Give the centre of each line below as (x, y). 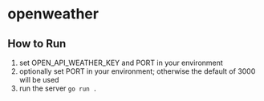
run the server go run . (58, 88)
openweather (53, 14)
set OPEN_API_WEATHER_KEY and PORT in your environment (121, 63)
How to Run (37, 44)
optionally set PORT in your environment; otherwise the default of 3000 (137, 71)
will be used (39, 80)
